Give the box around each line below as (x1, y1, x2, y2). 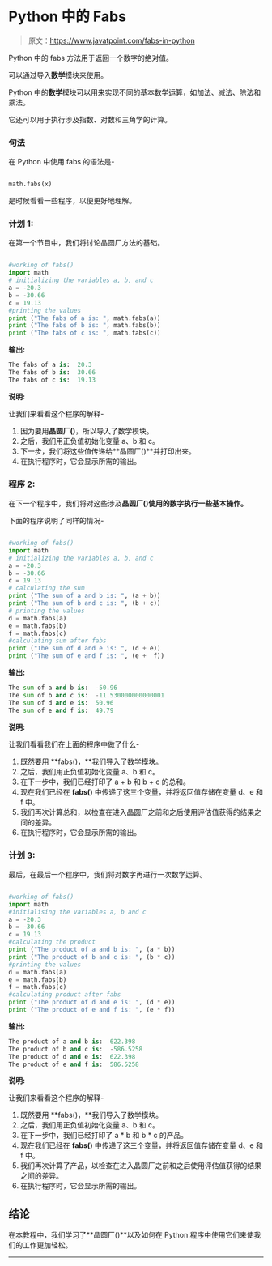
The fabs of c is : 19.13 (8, 376, 96, 384)
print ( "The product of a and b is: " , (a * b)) (8, 945, 176, 953)
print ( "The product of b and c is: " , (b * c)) (8, 953, 176, 961)
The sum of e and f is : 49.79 (8, 706, 114, 714)
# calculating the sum (8, 584, 85, 592)
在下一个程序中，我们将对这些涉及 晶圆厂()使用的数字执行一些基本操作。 (8, 499, 249, 509)
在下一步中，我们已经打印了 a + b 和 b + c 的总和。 (19, 777, 190, 786)
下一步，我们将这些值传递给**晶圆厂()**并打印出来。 (19, 446, 197, 456)
